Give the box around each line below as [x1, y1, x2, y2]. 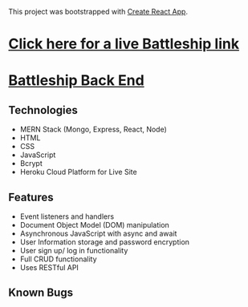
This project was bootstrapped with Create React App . [8, 7, 189, 16]
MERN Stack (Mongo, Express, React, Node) [19, 124, 167, 135]
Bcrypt [19, 159, 43, 168]
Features [8, 190, 54, 204]
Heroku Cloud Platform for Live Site [19, 168, 138, 177]
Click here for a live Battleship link [8, 35, 239, 53]
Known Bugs [8, 286, 74, 300]
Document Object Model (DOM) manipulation [19, 220, 170, 229]
